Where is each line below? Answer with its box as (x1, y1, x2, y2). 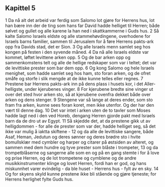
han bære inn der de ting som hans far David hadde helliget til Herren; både (5, 22, 160, 28)
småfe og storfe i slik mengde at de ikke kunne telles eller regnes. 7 (5, 75, 143, 81)
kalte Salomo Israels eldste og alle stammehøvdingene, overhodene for (5, 33, 151, 39)
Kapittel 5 (5, 4, 36, 12)
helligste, (5, 86, 24, 92)
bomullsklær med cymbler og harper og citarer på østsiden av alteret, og (5, 139, 154, 145)
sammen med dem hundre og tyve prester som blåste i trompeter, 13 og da (5, 144, 158, 150)
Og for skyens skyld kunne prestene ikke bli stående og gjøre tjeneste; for (5, 171, 157, 177)
